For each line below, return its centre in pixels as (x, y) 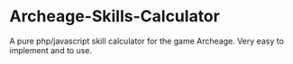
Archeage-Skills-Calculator (115, 16)
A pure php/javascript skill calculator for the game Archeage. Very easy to (146, 41)
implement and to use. (51, 50)
